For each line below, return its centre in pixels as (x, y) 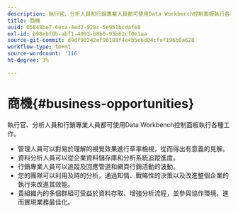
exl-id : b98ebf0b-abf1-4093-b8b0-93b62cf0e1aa (77, 34)
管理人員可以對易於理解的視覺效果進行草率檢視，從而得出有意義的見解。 (123, 148)
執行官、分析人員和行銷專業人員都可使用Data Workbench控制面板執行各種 (116, 124)
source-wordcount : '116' (44, 54)
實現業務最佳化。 (49, 202)
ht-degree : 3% (28, 60)
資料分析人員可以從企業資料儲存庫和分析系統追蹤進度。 (98, 158)
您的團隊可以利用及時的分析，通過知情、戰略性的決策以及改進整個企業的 (123, 175)
